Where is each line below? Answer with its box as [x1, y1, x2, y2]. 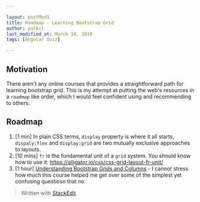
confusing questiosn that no [14, 177, 85, 185]
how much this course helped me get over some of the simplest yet [14, 171, 182, 178]
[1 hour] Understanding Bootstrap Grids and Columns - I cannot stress [14, 165, 189, 172]
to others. [6, 99, 30, 106]
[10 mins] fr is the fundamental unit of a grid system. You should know [14, 152, 191, 159]
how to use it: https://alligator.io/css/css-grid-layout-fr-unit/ [14, 158, 163, 166]
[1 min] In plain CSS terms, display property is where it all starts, [14, 133, 175, 140]
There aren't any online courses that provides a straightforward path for [6, 80, 184, 87]
